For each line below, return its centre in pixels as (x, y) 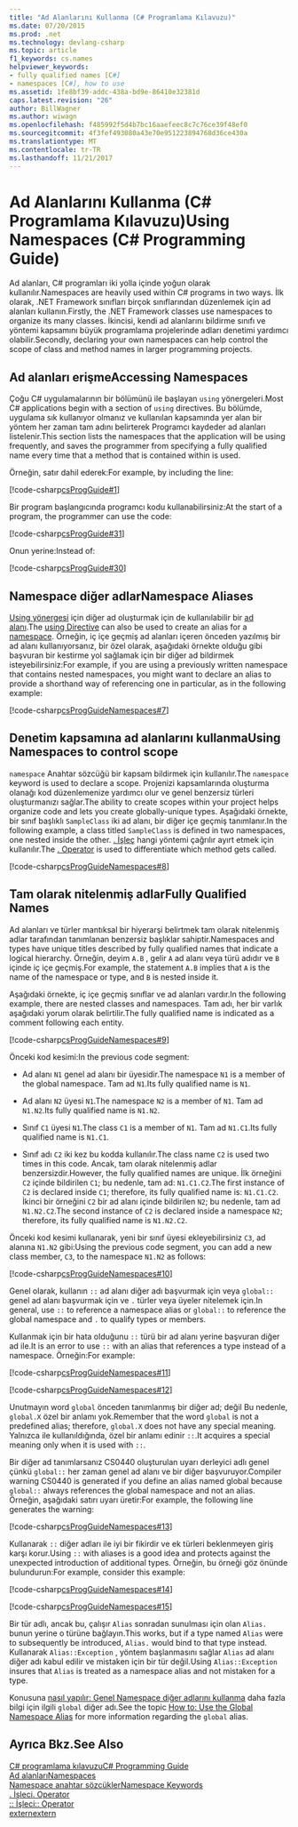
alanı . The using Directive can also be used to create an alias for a (128, 627)
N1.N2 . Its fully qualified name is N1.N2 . (91, 1110)
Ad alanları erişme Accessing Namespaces (129, 377)
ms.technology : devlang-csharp (67, 42)
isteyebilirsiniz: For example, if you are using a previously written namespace (149, 665)
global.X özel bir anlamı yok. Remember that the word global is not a (134, 1416)
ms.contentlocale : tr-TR (55, 149)
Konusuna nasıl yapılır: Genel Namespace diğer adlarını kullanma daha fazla (147, 1697)
